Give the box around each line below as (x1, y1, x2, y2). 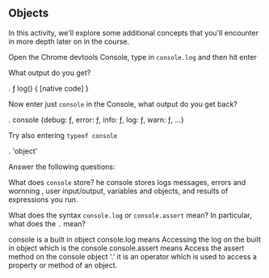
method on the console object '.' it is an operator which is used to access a (8, 251, 257, 261)
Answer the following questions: (8, 162, 116, 171)
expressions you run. (8, 194, 78, 204)
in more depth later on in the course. (8, 36, 130, 46)
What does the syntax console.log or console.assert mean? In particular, (8, 210, 252, 220)
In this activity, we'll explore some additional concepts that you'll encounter (8, 27, 258, 37)
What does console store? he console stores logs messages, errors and (8, 177, 246, 187)
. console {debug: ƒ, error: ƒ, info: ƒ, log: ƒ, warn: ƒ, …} (8, 115, 184, 124)
